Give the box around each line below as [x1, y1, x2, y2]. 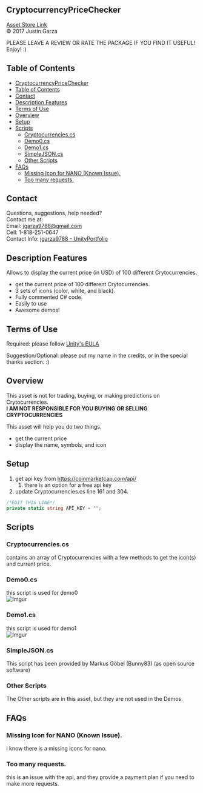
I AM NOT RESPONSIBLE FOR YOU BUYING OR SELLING [6, 404, 148, 412]
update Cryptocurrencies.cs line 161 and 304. [15, 487, 129, 495]
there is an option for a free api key [24, 481, 112, 489]
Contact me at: [6, 216, 44, 223]
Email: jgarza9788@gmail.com [6, 223, 82, 230]
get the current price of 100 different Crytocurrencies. [15, 281, 150, 288]
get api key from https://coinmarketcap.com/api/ [15, 475, 137, 482]
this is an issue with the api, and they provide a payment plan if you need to [6, 774, 195, 781]
